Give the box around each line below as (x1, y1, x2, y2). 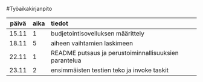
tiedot (51, 19, 68, 28)
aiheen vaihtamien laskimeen (51, 39, 134, 47)
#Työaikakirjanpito (6, 5, 53, 12)
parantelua (51, 56, 82, 65)
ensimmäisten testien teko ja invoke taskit (51, 66, 169, 74)
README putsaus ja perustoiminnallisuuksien (51, 49, 179, 57)
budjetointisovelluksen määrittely (51, 29, 145, 38)
